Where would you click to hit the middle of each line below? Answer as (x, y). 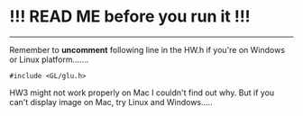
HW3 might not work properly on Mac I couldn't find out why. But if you (142, 93)
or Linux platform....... (49, 59)
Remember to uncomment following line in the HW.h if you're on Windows (147, 49)
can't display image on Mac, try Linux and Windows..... (111, 102)
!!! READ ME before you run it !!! (130, 17)
